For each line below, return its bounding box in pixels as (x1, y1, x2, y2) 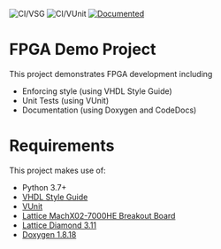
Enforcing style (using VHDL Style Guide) (21, 85, 172, 97)
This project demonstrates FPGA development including (9, 68, 213, 79)
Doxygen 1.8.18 (21, 229, 77, 239)
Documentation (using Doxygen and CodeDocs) (21, 105, 197, 115)
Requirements (9, 136, 115, 156)
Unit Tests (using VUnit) (21, 95, 110, 105)
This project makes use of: (9, 165, 106, 175)
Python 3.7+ (21, 182, 67, 192)
